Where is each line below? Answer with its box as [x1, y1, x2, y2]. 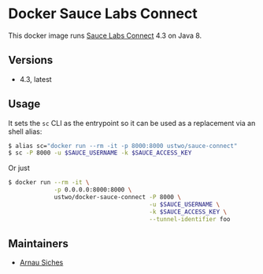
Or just [8, 163, 30, 173]
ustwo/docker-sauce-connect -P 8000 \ [54, 194, 181, 202]
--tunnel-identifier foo [149, 215, 231, 223]
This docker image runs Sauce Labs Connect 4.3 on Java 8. [8, 31, 202, 40]
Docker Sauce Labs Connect [8, 5, 198, 23]
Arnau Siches [19, 257, 64, 268]
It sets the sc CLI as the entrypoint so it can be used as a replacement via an [8, 118, 256, 128]
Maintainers [8, 237, 69, 250]
